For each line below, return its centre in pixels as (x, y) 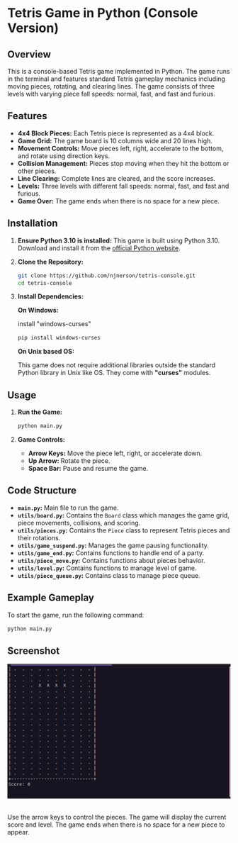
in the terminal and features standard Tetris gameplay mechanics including (116, 79)
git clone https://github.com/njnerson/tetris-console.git (107, 275)
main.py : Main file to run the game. (68, 508)
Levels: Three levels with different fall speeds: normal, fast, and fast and (123, 186)
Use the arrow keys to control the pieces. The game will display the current (117, 817)
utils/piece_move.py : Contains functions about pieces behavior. (111, 560)
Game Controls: (41, 439)
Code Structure (42, 491)
